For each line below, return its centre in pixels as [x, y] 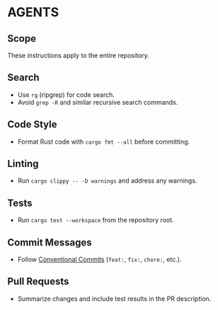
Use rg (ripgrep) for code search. [66, 94]
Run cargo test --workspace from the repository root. [96, 220]
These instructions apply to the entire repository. [79, 55]
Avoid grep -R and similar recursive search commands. [98, 102]
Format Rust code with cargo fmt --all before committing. [104, 142]
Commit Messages [50, 242]
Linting [23, 164]
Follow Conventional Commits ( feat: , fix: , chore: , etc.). [99, 260]
